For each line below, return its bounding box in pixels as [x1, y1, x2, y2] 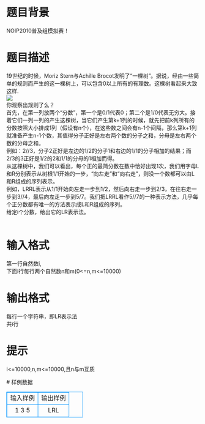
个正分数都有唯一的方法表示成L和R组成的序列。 [6, 200, 125, 208]
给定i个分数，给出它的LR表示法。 [6, 208, 90, 215]
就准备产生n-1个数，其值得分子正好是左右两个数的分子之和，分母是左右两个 [6, 132, 197, 139]
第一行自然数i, [6, 259, 42, 267]
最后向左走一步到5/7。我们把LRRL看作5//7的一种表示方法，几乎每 [32, 193, 199, 200]
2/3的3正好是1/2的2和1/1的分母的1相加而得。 [6, 154, 118, 162]
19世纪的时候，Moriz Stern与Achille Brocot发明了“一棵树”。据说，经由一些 [6, 72, 194, 80]
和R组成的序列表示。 [6, 177, 59, 185]
